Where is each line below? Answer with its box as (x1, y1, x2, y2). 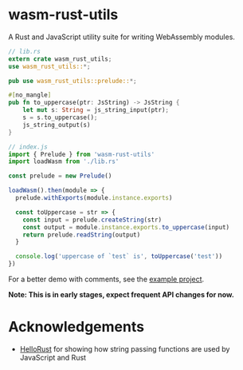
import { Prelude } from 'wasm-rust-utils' (8, 150, 155, 158)
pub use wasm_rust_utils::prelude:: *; (8, 77, 137, 85)
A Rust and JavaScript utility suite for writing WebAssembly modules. (8, 32, 235, 42)
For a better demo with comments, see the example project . (8, 274, 205, 284)
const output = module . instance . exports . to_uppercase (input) (22, 223, 229, 231)
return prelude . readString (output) (22, 230, 141, 239)
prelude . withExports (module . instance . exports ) (15, 194, 173, 202)
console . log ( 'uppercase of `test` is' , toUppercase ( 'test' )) (15, 253, 223, 261)
